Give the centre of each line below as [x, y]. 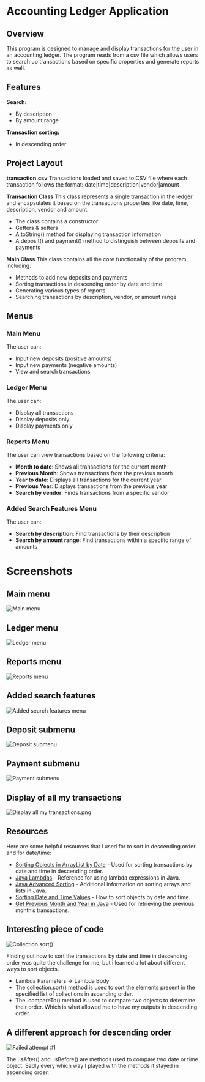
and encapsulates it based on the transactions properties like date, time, [97, 202]
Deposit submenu [41, 730]
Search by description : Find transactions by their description [92, 534]
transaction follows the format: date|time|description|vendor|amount [93, 184]
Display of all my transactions [64, 797]
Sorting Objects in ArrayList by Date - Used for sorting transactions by [104, 864]
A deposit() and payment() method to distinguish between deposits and [105, 240]
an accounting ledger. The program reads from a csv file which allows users [102, 55]
